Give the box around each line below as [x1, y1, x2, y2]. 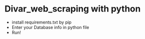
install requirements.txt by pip [11, 19, 72, 25]
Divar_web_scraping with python [4, 3, 141, 14]
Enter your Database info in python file [11, 24, 89, 30]
